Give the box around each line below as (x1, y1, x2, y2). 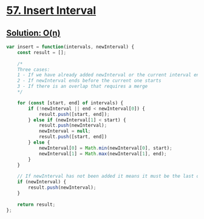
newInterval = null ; (38, 128, 91, 134)
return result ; (17, 201, 56, 207)
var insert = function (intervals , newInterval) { (6, 44, 135, 50)
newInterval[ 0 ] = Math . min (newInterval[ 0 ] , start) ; (38, 145, 172, 151)
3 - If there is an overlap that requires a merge (17, 83, 148, 90)
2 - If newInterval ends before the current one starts (17, 78, 162, 84)
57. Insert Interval (6, 4, 96, 18)
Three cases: (17, 66, 50, 73)
